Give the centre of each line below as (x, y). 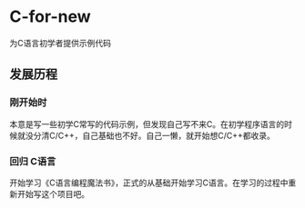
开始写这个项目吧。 (53, 193)
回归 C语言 (33, 161)
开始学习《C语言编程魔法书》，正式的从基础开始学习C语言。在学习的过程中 (149, 183)
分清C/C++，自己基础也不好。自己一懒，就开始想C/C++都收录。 (154, 135)
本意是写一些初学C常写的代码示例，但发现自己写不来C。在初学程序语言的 (147, 124)
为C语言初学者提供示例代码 (61, 43)
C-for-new (50, 17)
